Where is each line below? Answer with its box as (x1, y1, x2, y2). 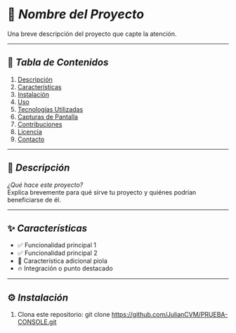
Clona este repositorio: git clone (17, 311, 110, 319)
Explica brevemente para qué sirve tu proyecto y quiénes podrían (7, 188, 197, 196)
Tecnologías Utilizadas (17, 105, 84, 113)
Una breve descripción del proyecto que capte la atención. (7, 30, 177, 38)
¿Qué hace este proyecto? (7, 181, 84, 189)
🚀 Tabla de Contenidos (7, 56, 109, 69)
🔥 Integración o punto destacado (17, 264, 114, 273)
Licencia (17, 127, 42, 136)
